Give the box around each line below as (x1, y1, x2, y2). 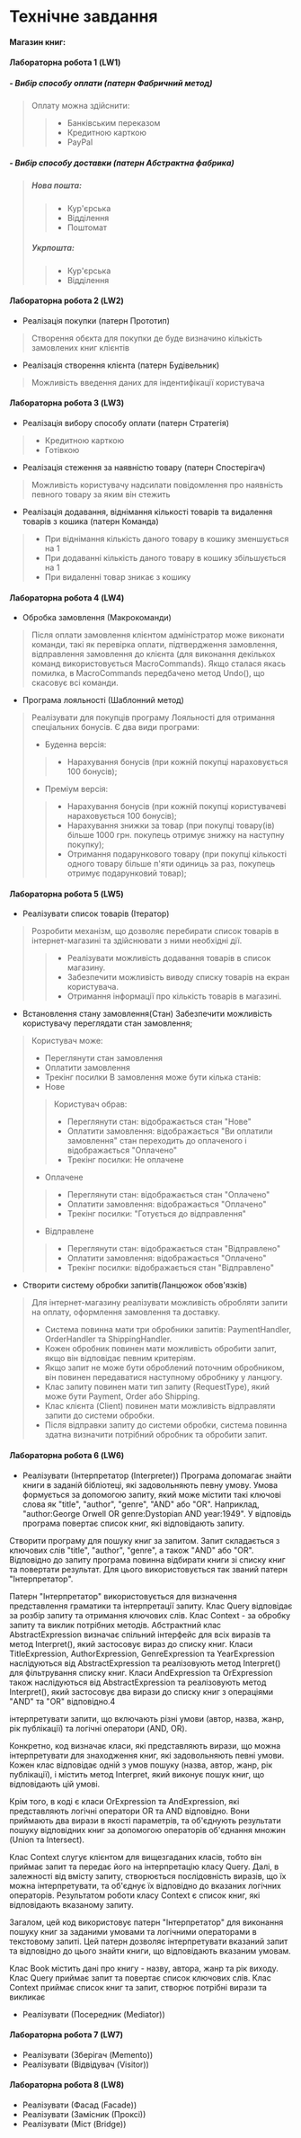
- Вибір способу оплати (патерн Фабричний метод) (9, 77, 213, 88)
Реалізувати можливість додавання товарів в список (66, 953, 271, 964)
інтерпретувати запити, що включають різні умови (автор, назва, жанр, (9, 1713, 285, 1724)
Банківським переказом (66, 118, 161, 129)
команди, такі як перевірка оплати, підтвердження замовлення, (31, 639, 279, 650)
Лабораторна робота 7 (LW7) (9, 2029, 124, 2040)
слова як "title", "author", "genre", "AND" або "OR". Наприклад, (22, 1499, 261, 1510)
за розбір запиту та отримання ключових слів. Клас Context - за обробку (9, 1609, 291, 1620)
